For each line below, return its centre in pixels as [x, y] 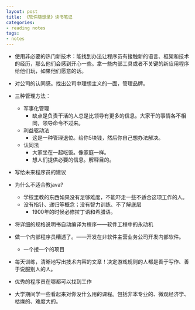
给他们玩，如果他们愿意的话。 [50, 71]
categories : [20, 22]
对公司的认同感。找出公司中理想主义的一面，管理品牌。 [81, 83]
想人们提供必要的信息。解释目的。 [73, 160]
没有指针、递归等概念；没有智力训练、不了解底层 [82, 204]
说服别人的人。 [38, 269]
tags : [13, 33]
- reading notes [26, 28]
